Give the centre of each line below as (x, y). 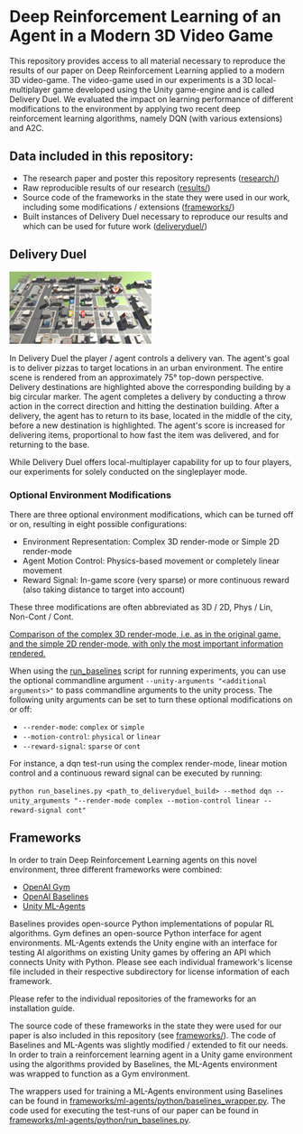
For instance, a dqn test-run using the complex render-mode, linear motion (148, 763)
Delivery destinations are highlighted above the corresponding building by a (150, 386)
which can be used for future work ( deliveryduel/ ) (115, 226)
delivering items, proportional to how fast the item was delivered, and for (144, 434)
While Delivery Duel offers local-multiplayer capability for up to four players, (151, 461)
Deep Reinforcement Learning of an (145, 17)
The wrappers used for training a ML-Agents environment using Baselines (147, 1091)
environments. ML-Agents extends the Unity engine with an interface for (143, 943)
